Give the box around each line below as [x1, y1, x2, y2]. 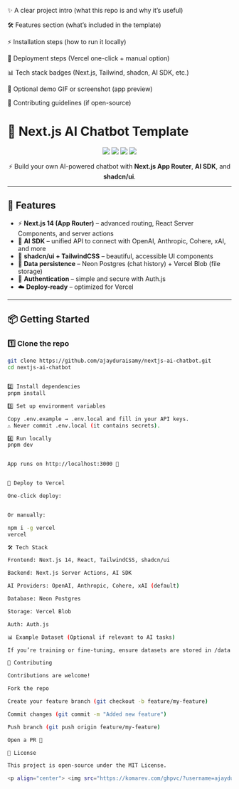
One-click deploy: [7, 492, 62, 500]
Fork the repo [7, 685, 50, 692]
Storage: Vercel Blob [7, 608, 72, 615]
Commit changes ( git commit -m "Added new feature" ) [7, 711, 167, 718]
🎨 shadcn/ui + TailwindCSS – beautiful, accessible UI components [17, 252, 213, 260]
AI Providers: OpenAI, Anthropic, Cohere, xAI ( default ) [7, 583, 180, 590]
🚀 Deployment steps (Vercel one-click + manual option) [7, 54, 170, 63]
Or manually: [7, 512, 46, 519]
